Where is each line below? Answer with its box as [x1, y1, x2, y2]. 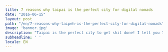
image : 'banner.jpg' [5, 26, 48, 31]
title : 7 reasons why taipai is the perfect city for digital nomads [5, 7, 153, 12]
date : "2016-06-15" [5, 12, 46, 17]
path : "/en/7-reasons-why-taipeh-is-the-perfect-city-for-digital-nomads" [5, 21, 164, 26]
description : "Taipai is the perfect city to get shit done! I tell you [5, 30, 160, 35]
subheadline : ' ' [5, 35, 41, 40]
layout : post [5, 16, 32, 21]
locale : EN [5, 40, 28, 45]
